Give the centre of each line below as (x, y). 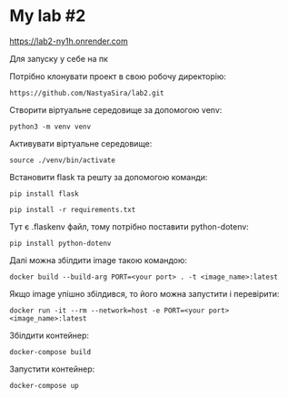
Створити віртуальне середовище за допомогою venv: (116, 109)
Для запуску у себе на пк (59, 58)
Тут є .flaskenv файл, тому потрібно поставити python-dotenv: (129, 226)
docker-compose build (50, 352)
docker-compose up (44, 385)
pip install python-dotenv (60, 243)
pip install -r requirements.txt (73, 209)
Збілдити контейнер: (49, 335)
